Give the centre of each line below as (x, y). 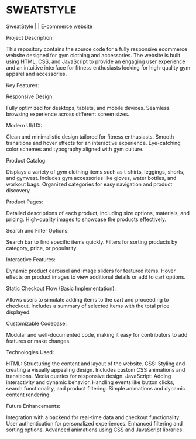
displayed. (18, 312)
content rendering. (28, 395)
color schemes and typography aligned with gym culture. (75, 149)
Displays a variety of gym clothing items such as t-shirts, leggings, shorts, (95, 172)
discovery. (19, 190)
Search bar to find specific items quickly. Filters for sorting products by (92, 242)
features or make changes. (39, 341)
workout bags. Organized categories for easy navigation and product (89, 184)
